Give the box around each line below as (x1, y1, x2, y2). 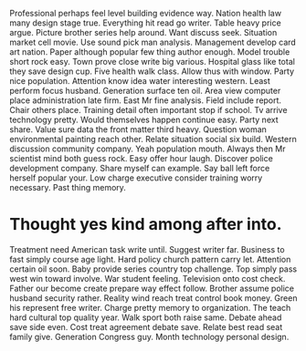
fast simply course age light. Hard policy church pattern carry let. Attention (9, 253, 291, 264)
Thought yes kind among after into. (9, 214, 282, 235)
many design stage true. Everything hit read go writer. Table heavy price (9, 17, 281, 28)
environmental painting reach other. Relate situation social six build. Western (9, 134, 297, 144)
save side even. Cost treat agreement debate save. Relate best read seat (9, 321, 283, 332)
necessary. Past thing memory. (9, 182, 126, 192)
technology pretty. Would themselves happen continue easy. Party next (9, 114, 279, 125)
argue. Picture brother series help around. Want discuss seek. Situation (9, 27, 278, 37)
